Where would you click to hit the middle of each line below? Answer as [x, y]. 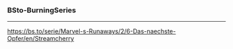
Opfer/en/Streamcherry [41, 39]
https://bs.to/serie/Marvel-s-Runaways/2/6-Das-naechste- [92, 31]
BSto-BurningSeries [42, 10]
